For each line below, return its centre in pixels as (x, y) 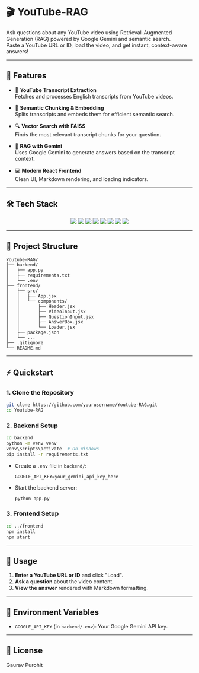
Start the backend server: (46, 487)
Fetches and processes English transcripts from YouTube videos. (94, 96)
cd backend (20, 438)
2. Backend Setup (32, 426)
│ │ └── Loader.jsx (41, 328)
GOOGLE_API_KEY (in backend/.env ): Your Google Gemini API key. (91, 627)
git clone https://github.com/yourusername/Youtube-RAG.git (82, 405)
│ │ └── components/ (37, 301)
